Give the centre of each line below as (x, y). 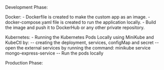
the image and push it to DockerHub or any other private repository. (75, 27)
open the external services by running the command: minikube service (78, 48)
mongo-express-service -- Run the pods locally (54, 53)
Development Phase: (26, 7)
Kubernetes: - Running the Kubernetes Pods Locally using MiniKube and (79, 37)
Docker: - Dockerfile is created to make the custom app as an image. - (78, 17)
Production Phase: (24, 63)
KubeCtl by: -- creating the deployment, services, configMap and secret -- (82, 42)
